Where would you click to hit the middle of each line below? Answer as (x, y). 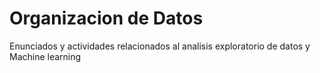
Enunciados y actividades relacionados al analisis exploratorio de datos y (160, 46)
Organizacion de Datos (106, 18)
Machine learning (45, 56)
